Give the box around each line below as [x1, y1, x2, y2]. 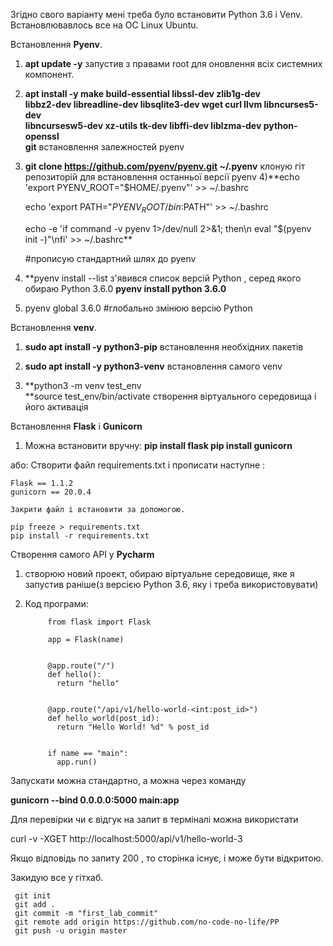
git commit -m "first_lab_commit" [14, 908, 159, 918]
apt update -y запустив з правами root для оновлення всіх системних [24, 58, 323, 69]
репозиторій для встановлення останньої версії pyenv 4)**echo [24, 171, 300, 183]
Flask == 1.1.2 [10, 478, 74, 488]
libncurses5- [263, 99, 319, 110]
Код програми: [24, 597, 89, 609]
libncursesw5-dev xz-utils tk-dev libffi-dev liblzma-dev [24, 120, 262, 131]
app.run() [56, 757, 98, 767]
